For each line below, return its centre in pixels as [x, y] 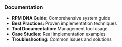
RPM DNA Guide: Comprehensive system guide [61, 18]
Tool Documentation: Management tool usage [60, 29]
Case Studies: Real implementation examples [59, 34]
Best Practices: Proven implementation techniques [64, 23]
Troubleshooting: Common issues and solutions [62, 39]
